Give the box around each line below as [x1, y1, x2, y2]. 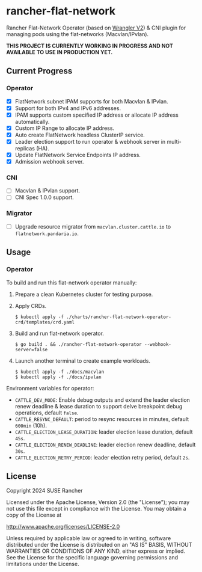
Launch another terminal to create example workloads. [14, 357, 151, 364]
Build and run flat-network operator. [14, 330, 104, 337]
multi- [167, 138, 182, 145]
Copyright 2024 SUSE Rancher [6, 487, 83, 494]
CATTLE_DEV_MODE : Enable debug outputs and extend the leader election [14, 396, 191, 404]
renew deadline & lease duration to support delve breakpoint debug [14, 402, 183, 410]
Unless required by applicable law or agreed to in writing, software [6, 535, 171, 542]
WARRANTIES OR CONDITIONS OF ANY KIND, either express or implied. [6, 547, 185, 555]
